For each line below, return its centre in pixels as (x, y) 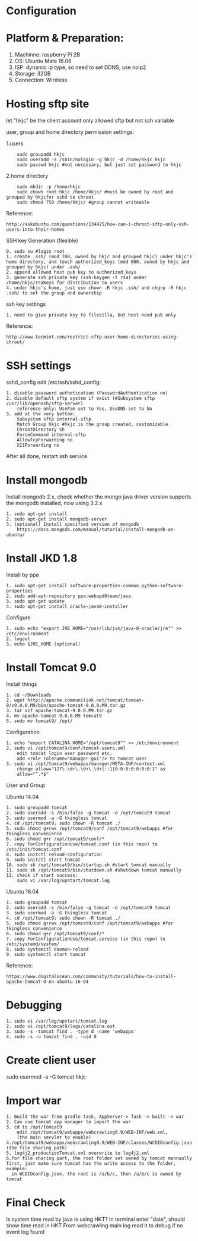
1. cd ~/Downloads (29, 695)
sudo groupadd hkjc (41, 155)
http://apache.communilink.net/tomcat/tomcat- (86, 700)
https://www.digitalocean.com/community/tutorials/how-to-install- (91, 976)
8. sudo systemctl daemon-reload (47, 949)
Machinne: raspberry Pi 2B (47, 55)
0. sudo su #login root (36, 252)
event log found (25, 1231)
